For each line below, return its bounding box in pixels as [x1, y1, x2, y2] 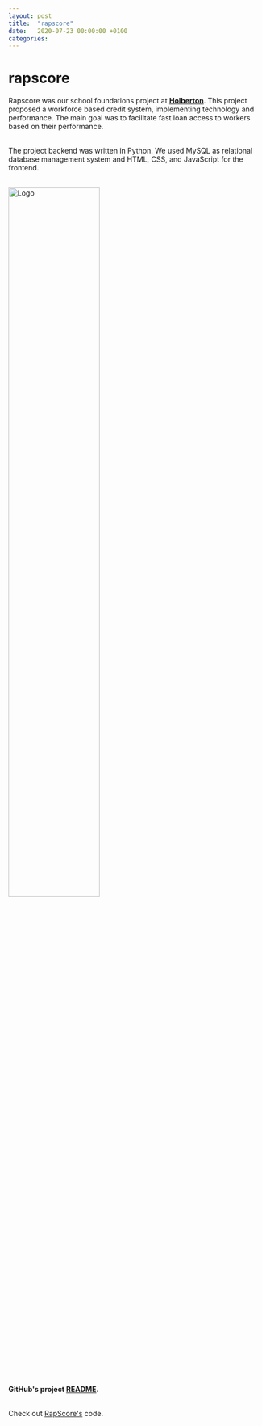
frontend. [8, 163, 40, 173]
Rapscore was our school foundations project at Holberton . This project [8, 96, 247, 106]
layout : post [8, 11, 52, 20]
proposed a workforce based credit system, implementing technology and [8, 104, 255, 114]
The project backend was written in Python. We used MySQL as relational [8, 146, 252, 156]
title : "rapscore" [8, 19, 74, 27]
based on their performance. [8, 122, 104, 132]
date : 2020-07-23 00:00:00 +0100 [8, 27, 128, 35]
